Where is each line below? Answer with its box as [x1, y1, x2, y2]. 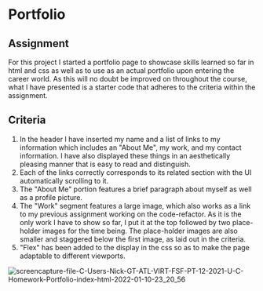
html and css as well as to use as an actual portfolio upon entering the [8, 66, 235, 75]
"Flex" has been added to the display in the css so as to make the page [19, 242, 250, 252]
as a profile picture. [19, 192, 82, 202]
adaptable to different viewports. [19, 251, 126, 260]
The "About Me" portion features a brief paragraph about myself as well [19, 184, 253, 194]
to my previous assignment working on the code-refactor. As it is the [19, 209, 242, 219]
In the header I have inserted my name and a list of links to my [19, 134, 221, 144]
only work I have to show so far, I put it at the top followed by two [19, 217, 231, 227]
